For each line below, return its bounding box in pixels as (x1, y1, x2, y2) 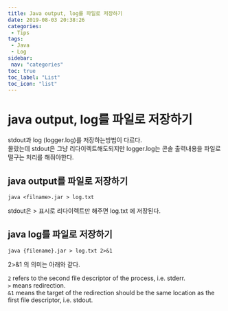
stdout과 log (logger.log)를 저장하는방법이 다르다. (8, 136, 143, 144)
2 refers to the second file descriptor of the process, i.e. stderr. (8, 274, 186, 282)
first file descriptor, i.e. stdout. (8, 296, 93, 304)
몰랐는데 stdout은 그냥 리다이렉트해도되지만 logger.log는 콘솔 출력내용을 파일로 (8, 145, 221, 153)
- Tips (10, 29, 30, 36)
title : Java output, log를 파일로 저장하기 (8, 10, 123, 17)
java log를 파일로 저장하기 (8, 229, 113, 240)
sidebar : (8, 55, 33, 62)
